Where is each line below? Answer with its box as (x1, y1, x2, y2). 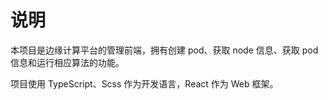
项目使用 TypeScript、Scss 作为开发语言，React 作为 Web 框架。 (10, 77, 279, 90)
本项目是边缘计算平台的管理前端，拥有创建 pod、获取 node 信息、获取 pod (10, 44, 319, 56)
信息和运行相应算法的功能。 (10, 56, 125, 68)
